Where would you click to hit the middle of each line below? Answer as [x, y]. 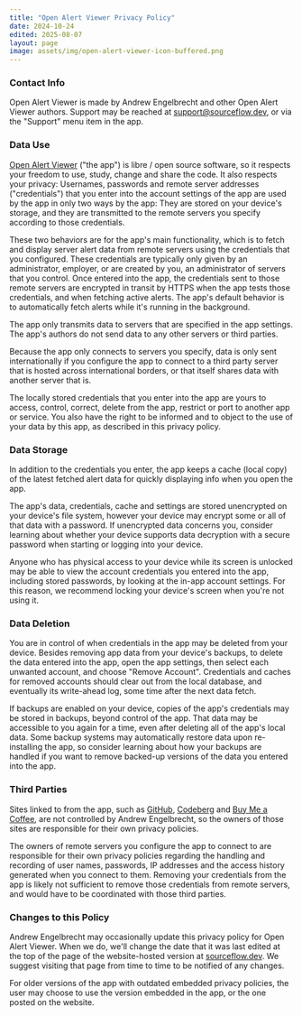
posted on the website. [52, 1002]
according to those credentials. [67, 222]
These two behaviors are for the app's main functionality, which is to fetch [147, 239]
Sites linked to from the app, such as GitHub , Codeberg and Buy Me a [138, 809]
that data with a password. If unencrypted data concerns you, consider [141, 525]
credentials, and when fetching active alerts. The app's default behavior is [147, 297]
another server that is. [50, 380]
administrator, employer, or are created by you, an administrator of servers [147, 268]
